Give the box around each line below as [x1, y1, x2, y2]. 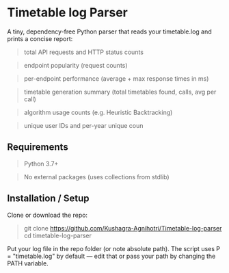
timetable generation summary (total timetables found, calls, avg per [23, 88, 217, 96]
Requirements [7, 142, 68, 153]
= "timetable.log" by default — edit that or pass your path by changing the [7, 252, 216, 260]
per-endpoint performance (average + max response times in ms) [23, 74, 209, 83]
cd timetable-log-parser [23, 231, 92, 239]
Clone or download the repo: [7, 211, 87, 219]
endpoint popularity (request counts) [23, 61, 128, 69]
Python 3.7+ [23, 159, 59, 168]
